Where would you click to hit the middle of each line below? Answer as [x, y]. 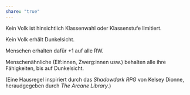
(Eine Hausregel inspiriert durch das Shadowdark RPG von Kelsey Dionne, [95, 79]
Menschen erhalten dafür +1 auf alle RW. [55, 51]
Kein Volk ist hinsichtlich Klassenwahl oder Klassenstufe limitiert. [84, 28]
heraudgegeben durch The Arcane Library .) [58, 86]
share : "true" [23, 11]
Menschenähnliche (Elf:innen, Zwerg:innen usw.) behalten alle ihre [86, 62]
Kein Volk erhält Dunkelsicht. [40, 39]
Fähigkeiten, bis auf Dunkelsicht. [45, 68]
